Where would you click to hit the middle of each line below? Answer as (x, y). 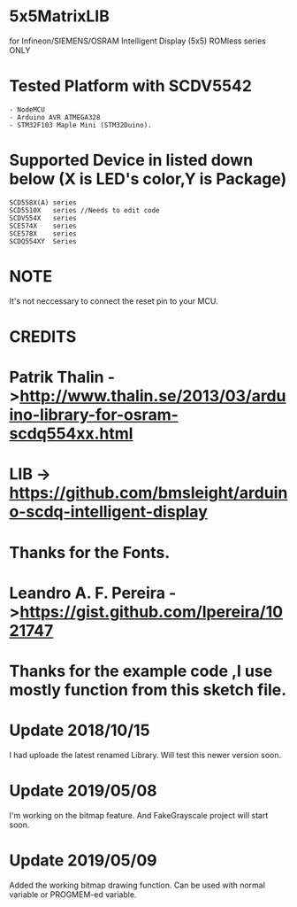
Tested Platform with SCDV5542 (130, 86)
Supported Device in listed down (131, 160)
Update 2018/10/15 (80, 730)
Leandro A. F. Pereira (88, 593)
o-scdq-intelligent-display (108, 512)
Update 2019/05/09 (83, 860)
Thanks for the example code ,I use (141, 671)
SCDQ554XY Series (43, 241)
